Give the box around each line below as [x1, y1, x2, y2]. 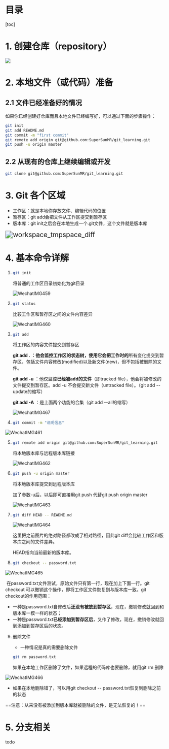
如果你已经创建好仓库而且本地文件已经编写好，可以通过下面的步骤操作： [5, 113, 156, 119]
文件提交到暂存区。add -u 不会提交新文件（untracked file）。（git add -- [12, 382, 161, 388]
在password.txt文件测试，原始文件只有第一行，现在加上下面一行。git [6, 580, 150, 586]
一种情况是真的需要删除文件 [20, 644, 78, 650]
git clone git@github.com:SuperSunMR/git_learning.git [5, 171, 123, 176]
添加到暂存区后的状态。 [17, 623, 66, 629]
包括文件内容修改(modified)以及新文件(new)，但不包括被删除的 [26, 359, 157, 365]
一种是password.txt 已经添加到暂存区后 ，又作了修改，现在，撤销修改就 [12, 616, 160, 622]
